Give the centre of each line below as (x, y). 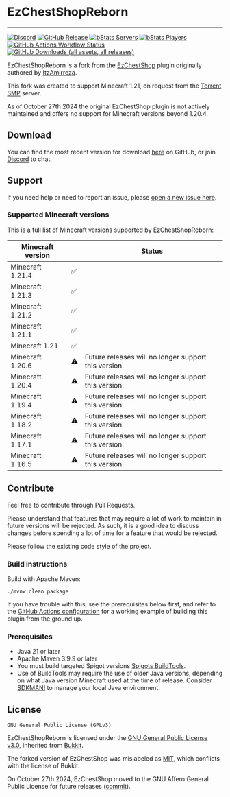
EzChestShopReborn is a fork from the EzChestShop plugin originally (104, 65)
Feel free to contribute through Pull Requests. (71, 505)
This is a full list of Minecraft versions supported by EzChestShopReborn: (111, 230)
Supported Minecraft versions (58, 215)
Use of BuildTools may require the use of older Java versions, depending (120, 674)
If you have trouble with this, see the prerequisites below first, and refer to (112, 604)
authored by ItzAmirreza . (42, 72)
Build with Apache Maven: (44, 579)
